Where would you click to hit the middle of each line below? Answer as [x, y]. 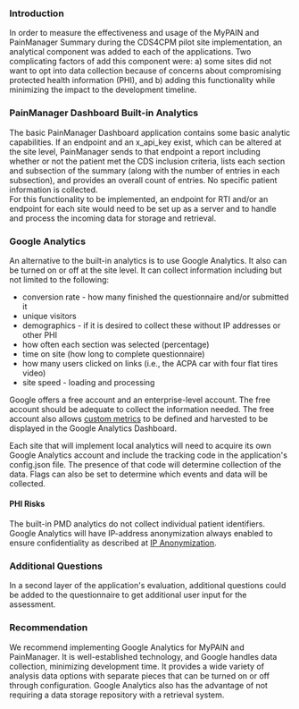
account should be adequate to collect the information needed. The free [142, 409]
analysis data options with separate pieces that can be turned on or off [140, 675]
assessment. [33, 604]
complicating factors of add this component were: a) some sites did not [141, 62]
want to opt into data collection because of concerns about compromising [145, 71]
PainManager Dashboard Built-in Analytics [104, 113]
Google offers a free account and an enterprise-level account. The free [140, 400]
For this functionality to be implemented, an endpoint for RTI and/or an [139, 198]
